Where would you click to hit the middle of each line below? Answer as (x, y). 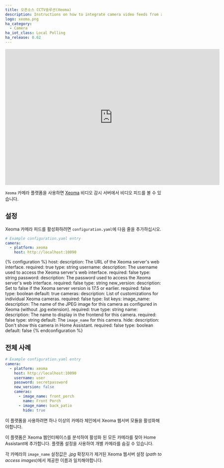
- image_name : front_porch (46, 396)
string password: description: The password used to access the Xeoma (78, 278)
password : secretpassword (41, 382)
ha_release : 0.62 (23, 38)
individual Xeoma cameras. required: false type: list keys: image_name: (78, 299)
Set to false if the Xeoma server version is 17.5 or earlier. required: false (78, 288)
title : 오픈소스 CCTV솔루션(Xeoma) (38, 10)
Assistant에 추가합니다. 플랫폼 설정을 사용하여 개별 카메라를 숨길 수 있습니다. (79, 443)
